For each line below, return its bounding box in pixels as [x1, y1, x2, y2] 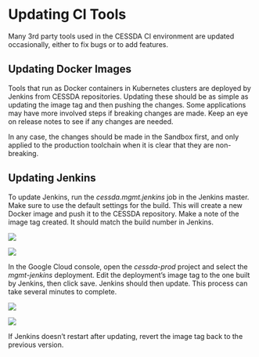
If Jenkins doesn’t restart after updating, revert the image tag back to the [8, 331, 243, 341]
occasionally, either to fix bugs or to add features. [8, 39, 168, 49]
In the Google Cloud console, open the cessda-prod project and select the [8, 261, 248, 271]
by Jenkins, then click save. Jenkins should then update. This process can [8, 279, 248, 288]
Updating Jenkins [8, 171, 96, 185]
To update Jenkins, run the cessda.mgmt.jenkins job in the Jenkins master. [8, 192, 250, 202]
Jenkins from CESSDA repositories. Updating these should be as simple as [8, 92, 249, 101]
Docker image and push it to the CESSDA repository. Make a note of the [8, 209, 240, 218]
